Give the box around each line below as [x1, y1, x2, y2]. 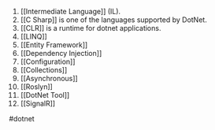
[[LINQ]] [20, 32, 48, 41]
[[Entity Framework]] [20, 40, 88, 50]
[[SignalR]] [20, 98, 56, 108]
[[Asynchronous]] [20, 74, 78, 83]
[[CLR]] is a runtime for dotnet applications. [20, 24, 161, 32]
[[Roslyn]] [20, 82, 54, 91]
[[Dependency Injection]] [20, 49, 102, 58]
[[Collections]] [20, 65, 68, 74]
